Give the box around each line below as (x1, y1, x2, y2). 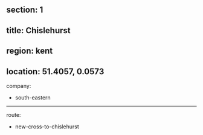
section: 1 (6, 5, 43, 15)
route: (6, 111, 21, 118)
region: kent (6, 46, 53, 56)
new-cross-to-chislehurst (14, 123, 80, 130)
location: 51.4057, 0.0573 (6, 66, 105, 77)
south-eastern (14, 93, 51, 101)
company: (6, 82, 31, 89)
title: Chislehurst (6, 25, 71, 36)
